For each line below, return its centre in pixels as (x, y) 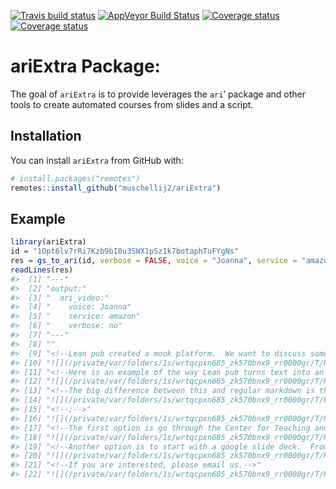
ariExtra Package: (85, 66)
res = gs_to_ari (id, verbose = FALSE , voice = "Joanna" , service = (154, 261)
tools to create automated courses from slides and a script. (132, 104)
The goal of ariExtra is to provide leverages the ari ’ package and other (158, 94)
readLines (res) (42, 270)
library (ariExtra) (48, 242)
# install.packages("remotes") (75, 178)
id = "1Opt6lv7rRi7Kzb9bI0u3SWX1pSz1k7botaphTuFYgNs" (125, 251)
